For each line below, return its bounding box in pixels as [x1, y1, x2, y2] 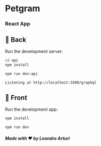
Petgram [5, 3, 40, 14]
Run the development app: [5, 106, 58, 112]
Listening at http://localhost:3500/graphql [5, 80, 97, 85]
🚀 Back [5, 35, 27, 44]
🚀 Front [5, 93, 28, 102]
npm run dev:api [5, 71, 38, 76]
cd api [5, 58, 18, 63]
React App [5, 21, 31, 27]
